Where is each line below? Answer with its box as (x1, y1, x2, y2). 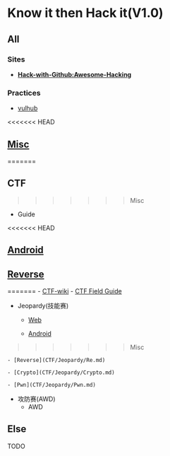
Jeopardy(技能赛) (17, 302, 69, 310)
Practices (7, 88, 41, 98)
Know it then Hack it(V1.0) (7, 5, 164, 21)
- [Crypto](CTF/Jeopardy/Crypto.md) (7, 369, 115, 376)
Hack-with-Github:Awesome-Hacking (17, 70, 132, 78)
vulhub (17, 104, 38, 112)
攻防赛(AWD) (17, 394, 56, 403)
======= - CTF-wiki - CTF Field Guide (7, 287, 122, 295)
